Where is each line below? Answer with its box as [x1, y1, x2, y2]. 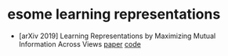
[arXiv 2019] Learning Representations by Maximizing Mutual [18, 31, 216, 40]
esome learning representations [7, 5, 221, 23]
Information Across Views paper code [18, 39, 142, 48]
